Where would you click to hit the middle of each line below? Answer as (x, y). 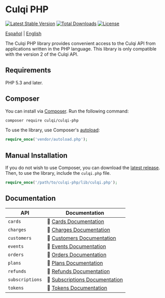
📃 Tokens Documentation (77, 288)
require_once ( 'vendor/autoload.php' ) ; (46, 140)
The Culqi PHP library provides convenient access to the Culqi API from (80, 43)
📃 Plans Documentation (75, 263)
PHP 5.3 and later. (24, 82)
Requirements (28, 70)
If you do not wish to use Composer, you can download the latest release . (83, 168)
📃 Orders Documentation (77, 255)
